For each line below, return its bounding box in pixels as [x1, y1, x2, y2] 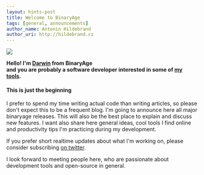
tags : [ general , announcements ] [6, 20, 88, 26]
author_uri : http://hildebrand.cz [6, 32, 94, 38]
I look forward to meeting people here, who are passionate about [6, 156, 169, 163]
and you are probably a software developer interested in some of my [6, 66, 183, 74]
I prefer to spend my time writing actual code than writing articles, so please [6, 100, 198, 107]
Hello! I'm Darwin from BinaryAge [6, 60, 93, 67]
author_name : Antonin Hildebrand [6, 26, 91, 32]
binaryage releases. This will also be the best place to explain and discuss [6, 113, 192, 120]
